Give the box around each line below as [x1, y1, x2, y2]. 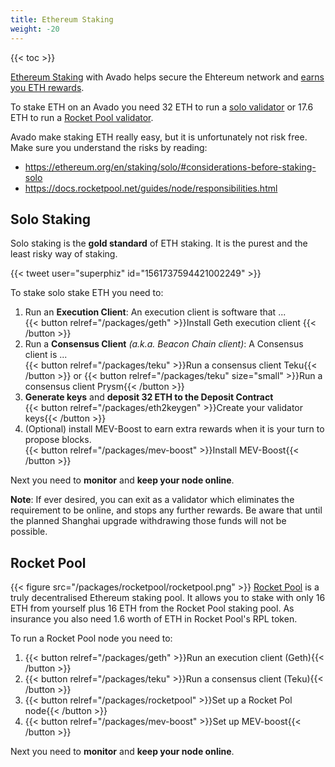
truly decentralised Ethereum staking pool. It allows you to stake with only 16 [10, 592, 326, 604]
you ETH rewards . [10, 81, 85, 93]
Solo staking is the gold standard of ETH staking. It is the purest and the [10, 237, 308, 250]
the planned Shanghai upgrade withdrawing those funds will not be [10, 515, 287, 527]
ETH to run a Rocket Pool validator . [10, 111, 154, 123]
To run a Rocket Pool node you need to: [10, 632, 173, 645]
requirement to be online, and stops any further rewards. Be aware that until [10, 504, 323, 516]
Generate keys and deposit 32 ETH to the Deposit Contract [24, 391, 274, 403]
